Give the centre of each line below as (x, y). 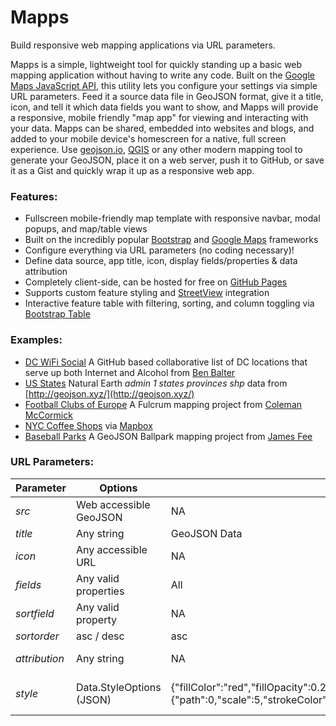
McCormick (48, 415)
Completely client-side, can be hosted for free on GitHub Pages (156, 282)
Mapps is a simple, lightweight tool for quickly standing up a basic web (156, 64)
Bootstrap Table (57, 314)
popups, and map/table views (86, 229)
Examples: (36, 340)
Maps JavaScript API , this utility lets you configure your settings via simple (164, 85)
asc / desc (100, 636)
